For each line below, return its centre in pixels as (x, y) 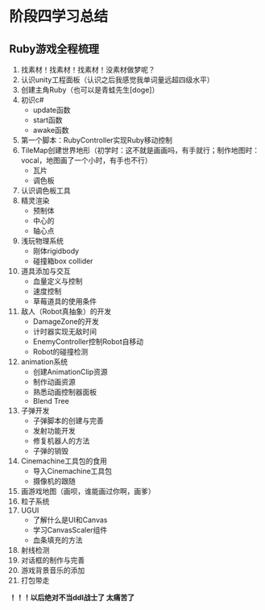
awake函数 (51, 130)
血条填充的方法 (58, 540)
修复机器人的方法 (61, 441)
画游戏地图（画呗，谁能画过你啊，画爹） (88, 491)
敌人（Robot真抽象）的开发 (66, 311)
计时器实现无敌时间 (65, 332)
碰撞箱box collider (63, 261)
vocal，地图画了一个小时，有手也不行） (86, 160)
